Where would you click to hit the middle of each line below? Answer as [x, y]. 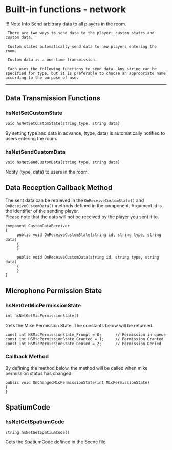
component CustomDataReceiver [38, 226]
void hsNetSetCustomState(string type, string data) [63, 123]
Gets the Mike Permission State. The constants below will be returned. [79, 326]
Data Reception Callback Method [59, 188]
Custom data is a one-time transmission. [52, 60]
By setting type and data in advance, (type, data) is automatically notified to [85, 133]
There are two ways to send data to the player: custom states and [81, 33]
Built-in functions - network [66, 9]
